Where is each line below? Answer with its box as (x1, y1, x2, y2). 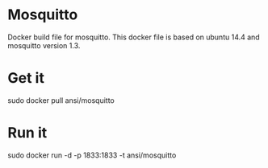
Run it (7, 124, 48, 142)
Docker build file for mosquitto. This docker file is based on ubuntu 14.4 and (7, 32, 260, 42)
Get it (7, 69, 45, 88)
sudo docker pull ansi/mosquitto (7, 95, 115, 105)
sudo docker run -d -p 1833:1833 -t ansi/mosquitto (7, 150, 177, 160)
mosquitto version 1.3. (7, 40, 81, 50)
